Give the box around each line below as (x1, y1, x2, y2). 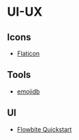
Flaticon (16, 49, 39, 57)
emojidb (16, 87, 40, 96)
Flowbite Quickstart (16, 125, 72, 133)
